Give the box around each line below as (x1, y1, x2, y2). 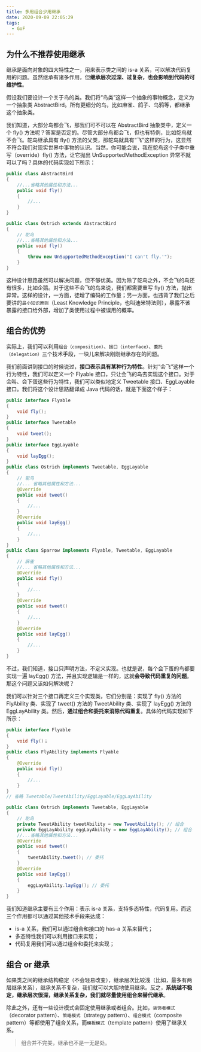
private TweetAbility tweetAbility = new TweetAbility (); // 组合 (17, 821, 184, 827)
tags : (6, 20, 20, 26)
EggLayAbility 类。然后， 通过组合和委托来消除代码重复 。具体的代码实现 (6, 707, 183, 714)
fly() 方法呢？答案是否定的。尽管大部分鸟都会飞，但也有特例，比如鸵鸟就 (13, 129, 193, 136)
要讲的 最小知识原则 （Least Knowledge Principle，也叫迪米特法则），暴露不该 (6, 299, 190, 306)
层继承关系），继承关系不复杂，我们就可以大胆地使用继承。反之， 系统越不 (6, 984, 187, 991)
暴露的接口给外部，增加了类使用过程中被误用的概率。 (6, 306, 138, 314)
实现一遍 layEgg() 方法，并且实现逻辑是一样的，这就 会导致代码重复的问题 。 (6, 672, 193, 679)
